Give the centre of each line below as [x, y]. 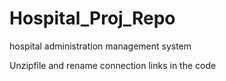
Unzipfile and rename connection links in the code [113, 65]
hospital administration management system [100, 46]
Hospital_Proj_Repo [92, 18]
